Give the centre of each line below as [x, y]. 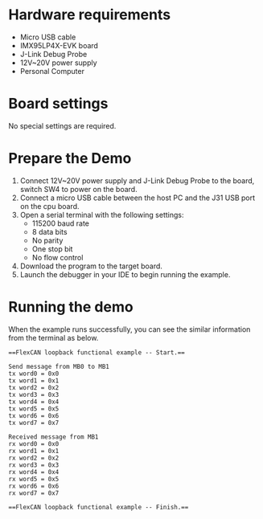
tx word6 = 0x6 [34, 415]
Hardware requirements [90, 15]
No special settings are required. [62, 125]
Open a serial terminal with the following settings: [102, 215]
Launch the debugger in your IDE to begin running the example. [125, 274]
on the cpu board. [49, 206]
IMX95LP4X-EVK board [59, 45]
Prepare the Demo [70, 159]
